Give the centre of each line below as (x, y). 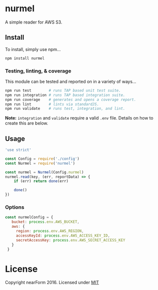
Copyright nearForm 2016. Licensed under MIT (52, 283)
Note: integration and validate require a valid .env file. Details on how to (79, 118)
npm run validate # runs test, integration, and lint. (65, 109)
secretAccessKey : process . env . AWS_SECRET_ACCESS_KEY (70, 240)
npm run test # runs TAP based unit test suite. (63, 90)
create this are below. (27, 123)
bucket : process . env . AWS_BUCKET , (45, 222)
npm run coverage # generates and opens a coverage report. (71, 99)
